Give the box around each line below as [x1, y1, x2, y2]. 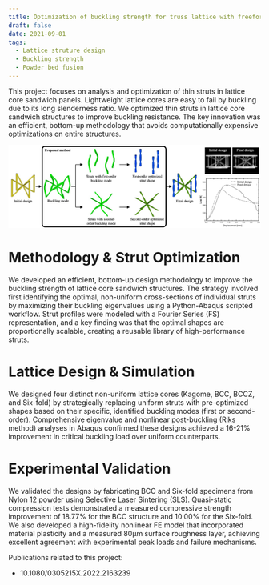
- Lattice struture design [15, 46, 106, 55]
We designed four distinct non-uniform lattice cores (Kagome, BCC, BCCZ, [8, 389, 255, 399]
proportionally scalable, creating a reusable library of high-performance [8, 326, 246, 335]
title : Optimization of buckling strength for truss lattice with [8, 13, 235, 21]
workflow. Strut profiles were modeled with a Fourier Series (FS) [8, 309, 220, 319]
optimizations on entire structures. [8, 129, 122, 138]
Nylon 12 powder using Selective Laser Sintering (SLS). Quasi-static [8, 495, 232, 504]
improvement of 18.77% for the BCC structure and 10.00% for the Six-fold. [8, 511, 254, 521]
